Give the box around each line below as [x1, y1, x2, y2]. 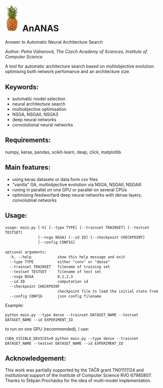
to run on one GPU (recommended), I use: [5, 326, 89, 332]
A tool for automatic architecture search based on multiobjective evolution [5, 63, 154, 69]
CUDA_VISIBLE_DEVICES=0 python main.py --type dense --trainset [5, 336, 139, 341]
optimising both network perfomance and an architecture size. [5, 69, 131, 75]
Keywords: [5, 83, 39, 91]
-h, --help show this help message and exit [9, 255, 125, 259]
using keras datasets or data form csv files [12, 176, 98, 182]
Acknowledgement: [5, 354, 66, 362]
